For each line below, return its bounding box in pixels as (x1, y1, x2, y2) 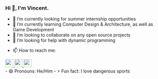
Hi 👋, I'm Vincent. (5, 5, 49, 12)
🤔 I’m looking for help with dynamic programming (12, 37, 115, 43)
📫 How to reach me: (12, 47, 56, 53)
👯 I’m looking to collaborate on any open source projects (12, 32, 131, 38)
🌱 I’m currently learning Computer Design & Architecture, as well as (12, 21, 153, 27)
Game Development (12, 27, 54, 33)
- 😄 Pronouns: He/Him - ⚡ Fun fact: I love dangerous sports (5, 68, 130, 74)
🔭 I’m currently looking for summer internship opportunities (12, 16, 136, 22)
